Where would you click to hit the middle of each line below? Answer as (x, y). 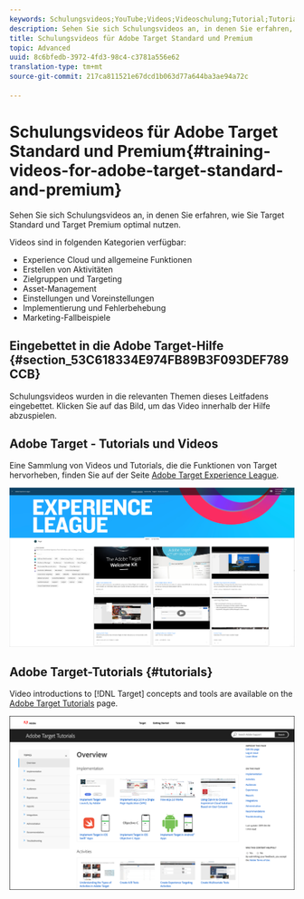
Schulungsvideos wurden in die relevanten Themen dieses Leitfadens (139, 396)
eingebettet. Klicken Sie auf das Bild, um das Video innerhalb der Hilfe (140, 406)
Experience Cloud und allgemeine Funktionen (107, 259)
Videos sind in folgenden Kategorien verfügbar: (98, 242)
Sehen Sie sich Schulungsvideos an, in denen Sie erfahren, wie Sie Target (147, 215)
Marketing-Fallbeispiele (66, 317)
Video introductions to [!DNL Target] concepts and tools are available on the (151, 694)
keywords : (28, 19)
